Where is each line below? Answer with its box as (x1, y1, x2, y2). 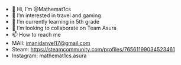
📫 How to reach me (11, 31, 61, 38)
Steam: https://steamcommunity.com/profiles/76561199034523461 (11, 46, 176, 53)
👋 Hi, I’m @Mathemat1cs (11, 6, 71, 12)
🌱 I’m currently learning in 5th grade (11, 18, 99, 25)
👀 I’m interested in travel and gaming (11, 12, 102, 19)
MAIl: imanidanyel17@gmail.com (11, 40, 90, 47)
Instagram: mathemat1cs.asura (11, 52, 87, 59)
